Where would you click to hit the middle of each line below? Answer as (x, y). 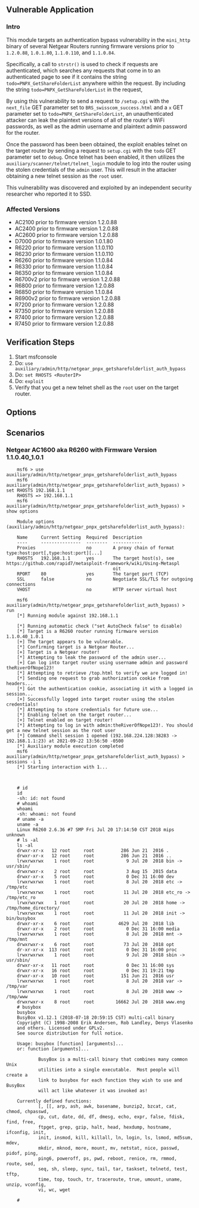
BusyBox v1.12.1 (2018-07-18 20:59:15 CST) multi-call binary (96, 1017)
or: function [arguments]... (53, 1049)
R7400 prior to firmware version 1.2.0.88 (64, 317)
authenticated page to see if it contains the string (66, 76)
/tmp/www (17, 997)
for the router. (23, 132)
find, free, (21, 1122)
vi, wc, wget (54, 1190)
